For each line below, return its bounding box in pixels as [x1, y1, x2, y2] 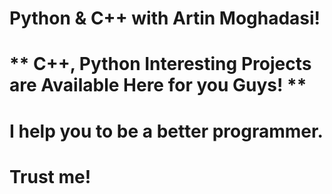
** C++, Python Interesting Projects [9, 53, 312, 76]
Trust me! [9, 165, 92, 188]
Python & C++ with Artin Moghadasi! [9, 7, 321, 30]
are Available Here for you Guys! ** [9, 74, 307, 97]
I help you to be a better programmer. [9, 120, 324, 142]
